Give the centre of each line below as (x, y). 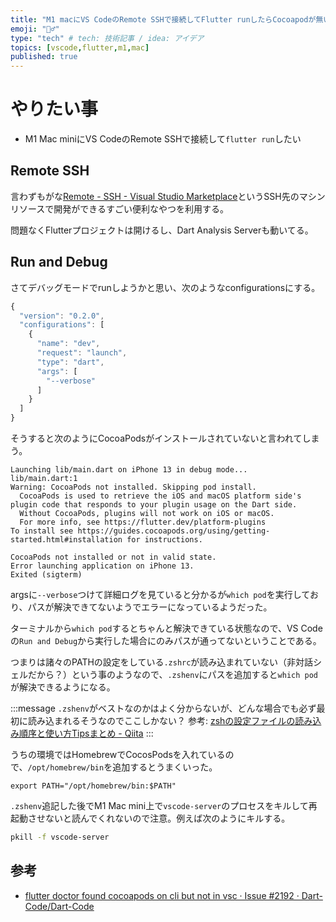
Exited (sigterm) (46, 575)
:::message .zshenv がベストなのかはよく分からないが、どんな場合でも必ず (163, 708)
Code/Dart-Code (59, 906)
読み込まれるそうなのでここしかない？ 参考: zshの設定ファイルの (161, 721)
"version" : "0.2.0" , (62, 316)
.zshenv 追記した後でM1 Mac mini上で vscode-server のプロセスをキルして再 (164, 806)
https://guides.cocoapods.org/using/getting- (174, 531)
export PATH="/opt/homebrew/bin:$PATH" (93, 786)
